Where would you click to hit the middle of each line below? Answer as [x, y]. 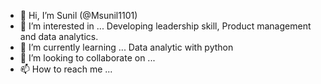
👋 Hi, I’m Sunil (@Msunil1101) [78, 15]
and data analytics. [59, 36]
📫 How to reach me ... [66, 69]
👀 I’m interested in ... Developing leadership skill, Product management [165, 26]
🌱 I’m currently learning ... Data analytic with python [126, 47]
